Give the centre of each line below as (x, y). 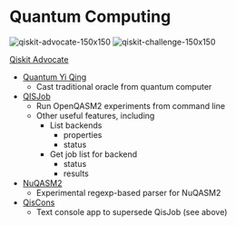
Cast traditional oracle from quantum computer (124, 86)
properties (83, 134)
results (76, 173)
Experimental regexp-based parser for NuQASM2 (128, 192)
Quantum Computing (90, 17)
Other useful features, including (95, 115)
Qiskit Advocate (39, 59)
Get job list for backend (93, 154)
